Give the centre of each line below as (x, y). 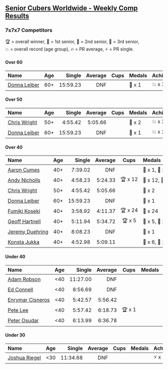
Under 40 (15, 256)
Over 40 (14, 147)
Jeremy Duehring (28, 231)
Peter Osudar (23, 320)
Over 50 (14, 99)
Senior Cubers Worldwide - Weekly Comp (71, 8)
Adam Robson (24, 279)
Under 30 (15, 335)
